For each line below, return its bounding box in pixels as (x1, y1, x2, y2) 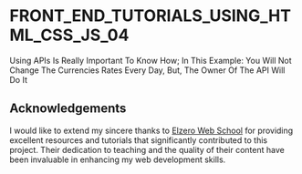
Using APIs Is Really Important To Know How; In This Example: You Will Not (9, 55, 292, 66)
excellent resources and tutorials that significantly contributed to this (9, 134, 267, 146)
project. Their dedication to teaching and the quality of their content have (9, 144, 285, 155)
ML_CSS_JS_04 (9, 25, 130, 46)
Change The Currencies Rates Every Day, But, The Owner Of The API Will (9, 65, 286, 76)
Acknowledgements (9, 101, 127, 117)
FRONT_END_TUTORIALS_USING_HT (9, 5, 292, 26)
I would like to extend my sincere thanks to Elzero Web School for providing (9, 125, 294, 136)
